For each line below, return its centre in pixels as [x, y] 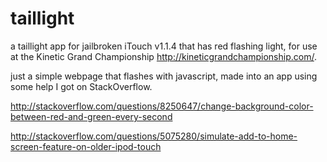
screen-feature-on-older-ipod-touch [86, 146]
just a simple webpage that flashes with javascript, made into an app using [164, 76]
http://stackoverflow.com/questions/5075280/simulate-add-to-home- [154, 136]
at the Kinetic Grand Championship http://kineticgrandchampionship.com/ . [163, 56]
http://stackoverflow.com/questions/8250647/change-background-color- [162, 106]
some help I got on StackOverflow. [81, 86]
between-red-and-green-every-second [91, 116]
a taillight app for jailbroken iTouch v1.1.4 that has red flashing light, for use [164, 46]
